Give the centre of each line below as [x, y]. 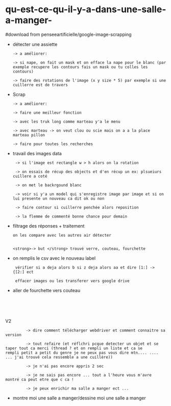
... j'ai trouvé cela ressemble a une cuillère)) [59, 357]
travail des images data [37, 153]
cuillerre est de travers [40, 85]
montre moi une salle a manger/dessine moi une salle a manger [79, 398]
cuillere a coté [30, 176]
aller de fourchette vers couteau [46, 290]
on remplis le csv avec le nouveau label [54, 258]
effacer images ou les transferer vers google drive [72, 281]
